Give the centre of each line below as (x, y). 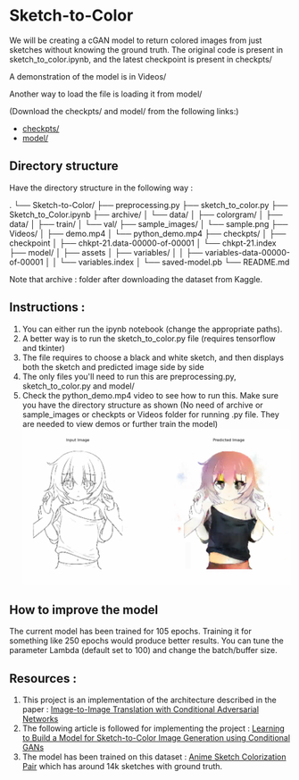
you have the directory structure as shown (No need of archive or (142, 405)
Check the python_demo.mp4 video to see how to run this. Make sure (150, 395)
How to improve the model (84, 610)
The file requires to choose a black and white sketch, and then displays (153, 357)
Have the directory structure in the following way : (101, 188)
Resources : (43, 679)
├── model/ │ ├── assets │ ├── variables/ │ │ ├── (106, 252)
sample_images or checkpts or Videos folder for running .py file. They (150, 414)
